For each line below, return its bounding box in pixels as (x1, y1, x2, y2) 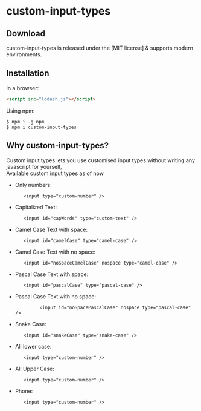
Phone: (14, 387, 33, 395)
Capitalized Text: (14, 203, 57, 211)
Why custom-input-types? (6, 140, 109, 151)
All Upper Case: (14, 365, 54, 372)
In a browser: (6, 84, 39, 91)
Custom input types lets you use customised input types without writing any (6, 156, 195, 164)
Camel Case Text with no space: (14, 248, 95, 255)
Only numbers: (14, 181, 53, 188)
